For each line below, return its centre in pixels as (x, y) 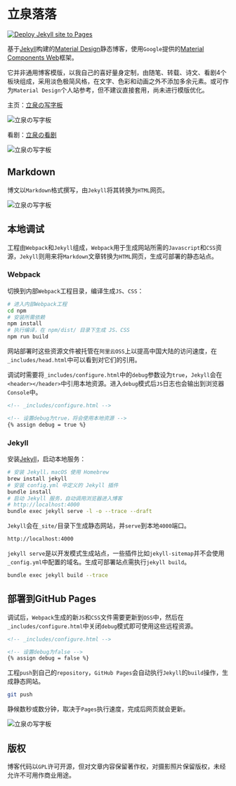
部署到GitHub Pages (52, 599)
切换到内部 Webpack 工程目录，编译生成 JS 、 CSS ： (76, 291)
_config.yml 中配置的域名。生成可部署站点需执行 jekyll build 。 (99, 562)
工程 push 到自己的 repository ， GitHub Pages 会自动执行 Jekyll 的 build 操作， (115, 673)
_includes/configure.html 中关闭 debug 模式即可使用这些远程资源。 (102, 626)
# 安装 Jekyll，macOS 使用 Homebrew (58, 472)
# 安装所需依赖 (26, 317)
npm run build (28, 337)
